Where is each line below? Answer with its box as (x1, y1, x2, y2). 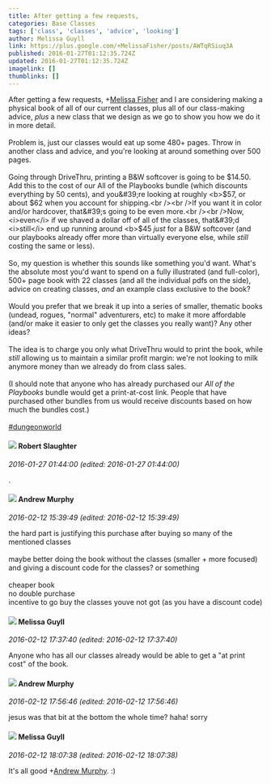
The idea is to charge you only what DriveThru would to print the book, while (8, 344, 263, 353)
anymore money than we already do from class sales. (8, 362, 187, 371)
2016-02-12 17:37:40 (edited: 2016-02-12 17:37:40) (8, 635, 178, 645)
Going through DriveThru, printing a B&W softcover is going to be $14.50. (8, 172, 252, 182)
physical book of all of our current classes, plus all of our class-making (8, 103, 245, 113)
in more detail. (8, 120, 57, 130)
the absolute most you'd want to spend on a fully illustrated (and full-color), (8, 267, 260, 276)
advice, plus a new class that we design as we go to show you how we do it (8, 111, 260, 122)
